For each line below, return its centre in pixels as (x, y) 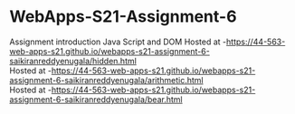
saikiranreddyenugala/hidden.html (73, 61)
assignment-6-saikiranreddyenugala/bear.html (96, 99)
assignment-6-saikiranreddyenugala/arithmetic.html (106, 80)
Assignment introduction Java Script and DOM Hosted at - (118, 42)
